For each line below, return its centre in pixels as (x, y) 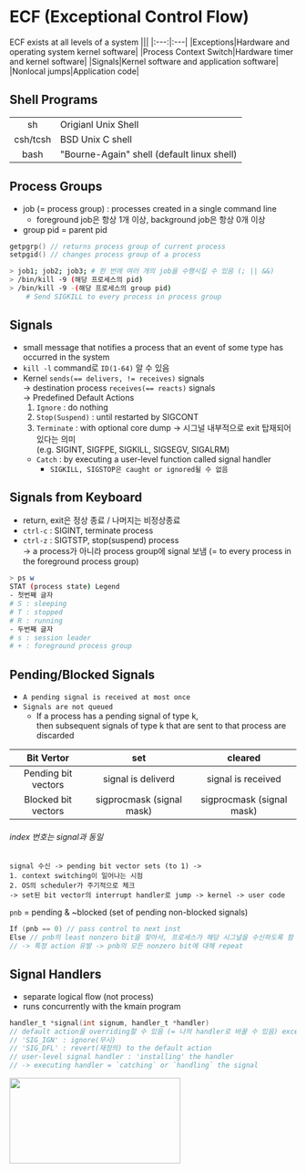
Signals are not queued (68, 707)
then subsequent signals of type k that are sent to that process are (161, 726)
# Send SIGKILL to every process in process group (124, 297)
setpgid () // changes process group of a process (106, 255)
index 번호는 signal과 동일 (56, 836)
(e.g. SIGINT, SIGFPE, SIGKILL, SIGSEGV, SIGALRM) (133, 449)
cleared (244, 758)
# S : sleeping (38, 604)
